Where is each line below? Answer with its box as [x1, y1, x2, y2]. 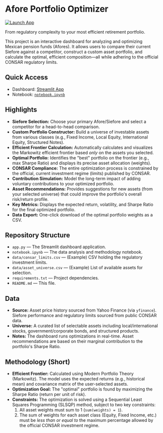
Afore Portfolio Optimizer [5, 3, 109, 15]
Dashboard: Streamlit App [12, 86, 64, 92]
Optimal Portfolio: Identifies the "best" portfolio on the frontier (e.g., [12, 155, 149, 160]
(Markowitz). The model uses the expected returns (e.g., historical [12, 376, 145, 381]
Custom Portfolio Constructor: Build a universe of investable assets [12, 129, 149, 135]
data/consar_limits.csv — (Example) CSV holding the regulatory [12, 255, 143, 260]
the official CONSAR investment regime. [19, 423, 100, 428]
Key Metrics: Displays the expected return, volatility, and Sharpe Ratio [12, 201, 153, 207]
